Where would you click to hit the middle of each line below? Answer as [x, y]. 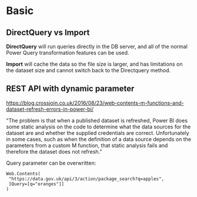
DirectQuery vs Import [48, 33]
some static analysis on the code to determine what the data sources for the [98, 127]
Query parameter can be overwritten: [51, 163]
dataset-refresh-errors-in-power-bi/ [50, 109]
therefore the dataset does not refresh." [54, 151]
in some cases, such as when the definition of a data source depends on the [98, 139]
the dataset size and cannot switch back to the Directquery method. [89, 70]
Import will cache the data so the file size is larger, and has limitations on [94, 64]
